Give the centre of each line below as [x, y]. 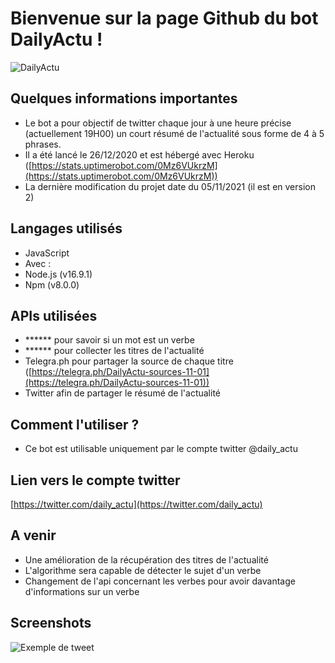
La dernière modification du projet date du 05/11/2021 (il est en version [170, 186]
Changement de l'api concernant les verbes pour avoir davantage [160, 581]
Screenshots [51, 623]
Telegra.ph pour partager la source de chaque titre [129, 361]
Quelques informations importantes [124, 98]
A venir [33, 535]
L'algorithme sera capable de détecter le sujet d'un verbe [143, 570]
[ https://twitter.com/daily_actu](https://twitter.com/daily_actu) [136, 504]
